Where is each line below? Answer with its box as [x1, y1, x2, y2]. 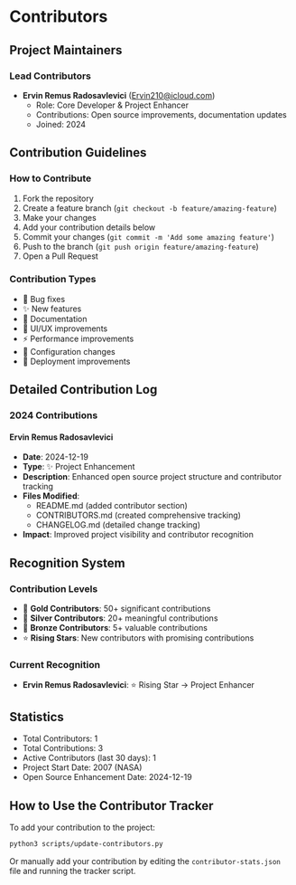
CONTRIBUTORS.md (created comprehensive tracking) [35, 509, 242, 521]
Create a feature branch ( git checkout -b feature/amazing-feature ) [22, 202, 278, 214]
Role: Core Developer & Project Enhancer [35, 100, 190, 110]
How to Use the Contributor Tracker [9, 798, 214, 814]
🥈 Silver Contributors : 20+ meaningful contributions [22, 613, 218, 623]
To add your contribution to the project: [9, 822, 156, 833]
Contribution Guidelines [9, 145, 147, 160]
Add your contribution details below [22, 222, 156, 233]
